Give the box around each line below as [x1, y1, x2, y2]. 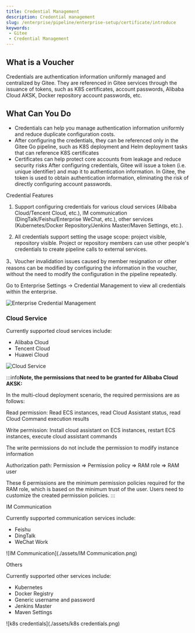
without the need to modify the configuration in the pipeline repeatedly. [6, 270, 177, 277]
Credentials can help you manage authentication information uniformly [14, 124, 184, 131]
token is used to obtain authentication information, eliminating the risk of [14, 174, 189, 181]
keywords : [6, 25, 30, 31]
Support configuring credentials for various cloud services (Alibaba [14, 203, 177, 210]
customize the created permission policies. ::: [6, 492, 116, 499]
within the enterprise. [6, 288, 57, 295]
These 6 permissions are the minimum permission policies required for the [6, 479, 185, 486]
